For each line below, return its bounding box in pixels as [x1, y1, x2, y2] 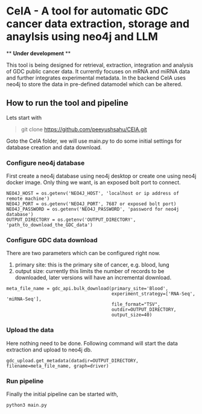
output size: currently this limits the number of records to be [14, 268, 165, 275]
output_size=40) [111, 312, 153, 318]
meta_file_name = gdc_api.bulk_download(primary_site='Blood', [6, 286, 169, 292]
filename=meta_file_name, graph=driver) [6, 363, 110, 369]
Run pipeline [6, 377, 44, 385]
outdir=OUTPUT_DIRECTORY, [111, 307, 177, 313]
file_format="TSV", [111, 301, 161, 307]
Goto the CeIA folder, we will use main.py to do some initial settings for [6, 137, 182, 144]
